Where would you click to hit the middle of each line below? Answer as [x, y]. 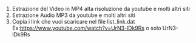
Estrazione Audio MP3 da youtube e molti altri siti [73, 15]
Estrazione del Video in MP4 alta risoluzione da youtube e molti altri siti [101, 9]
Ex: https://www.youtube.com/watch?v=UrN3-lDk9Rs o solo [86, 28]
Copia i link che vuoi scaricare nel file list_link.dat [73, 21]
